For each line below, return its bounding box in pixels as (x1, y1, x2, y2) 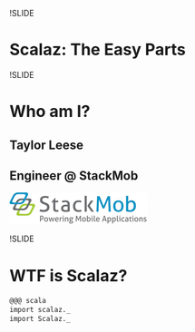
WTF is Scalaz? (9, 265, 128, 286)
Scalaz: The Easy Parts (9, 40, 186, 60)
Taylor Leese (9, 137, 84, 152)
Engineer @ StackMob (9, 168, 139, 183)
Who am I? (9, 102, 91, 122)
